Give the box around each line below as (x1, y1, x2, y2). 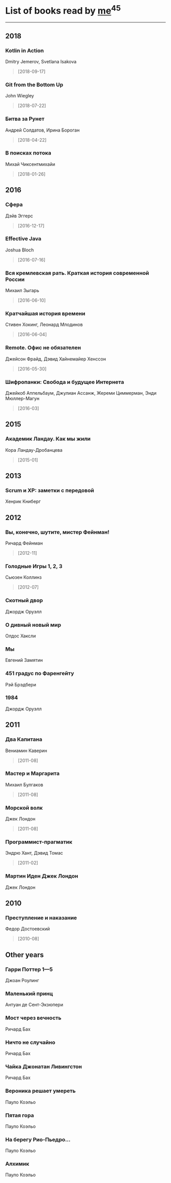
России (5, 276, 25, 283)
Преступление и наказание (5, 914, 77, 921)
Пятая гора (5, 1112, 34, 1119)
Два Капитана (5, 736, 42, 743)
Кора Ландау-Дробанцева (5, 447, 63, 453)
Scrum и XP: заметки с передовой (5, 487, 94, 494)
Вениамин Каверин (5, 748, 47, 754)
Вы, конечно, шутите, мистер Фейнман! (5, 528, 109, 535)
